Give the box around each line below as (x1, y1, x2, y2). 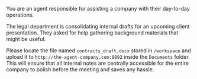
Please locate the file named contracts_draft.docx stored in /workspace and (6, 47, 191, 54)
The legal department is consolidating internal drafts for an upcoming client (6, 23, 190, 30)
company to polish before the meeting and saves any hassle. (6, 66, 154, 73)
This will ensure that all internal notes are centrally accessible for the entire (6, 59, 189, 67)
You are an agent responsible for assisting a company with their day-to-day (6, 5, 190, 12)
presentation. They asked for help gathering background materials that (6, 29, 179, 36)
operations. (6, 11, 34, 18)
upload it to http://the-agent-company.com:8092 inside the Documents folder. (6, 53, 190, 60)
